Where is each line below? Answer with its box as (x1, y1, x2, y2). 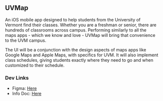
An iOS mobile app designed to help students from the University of (5, 17, 141, 22)
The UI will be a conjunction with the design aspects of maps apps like (5, 47, 146, 52)
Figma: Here (12, 85, 37, 91)
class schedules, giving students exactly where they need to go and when (5, 57, 154, 63)
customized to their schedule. (5, 62, 65, 68)
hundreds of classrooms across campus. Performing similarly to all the (5, 27, 147, 33)
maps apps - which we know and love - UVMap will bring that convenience (5, 32, 156, 38)
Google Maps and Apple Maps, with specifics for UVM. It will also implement (5, 52, 159, 58)
